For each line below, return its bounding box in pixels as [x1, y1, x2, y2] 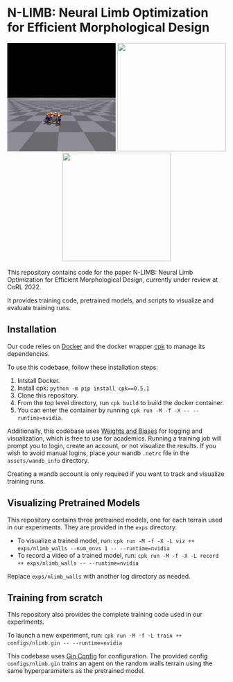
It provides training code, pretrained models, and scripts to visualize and [7, 296, 214, 305]
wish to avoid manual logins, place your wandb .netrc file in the [7, 449, 189, 457]
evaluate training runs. [7, 303, 71, 312]
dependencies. [7, 349, 50, 358]
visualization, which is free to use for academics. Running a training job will [7, 434, 222, 442]
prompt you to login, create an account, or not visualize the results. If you [7, 441, 216, 450]
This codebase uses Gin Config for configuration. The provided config [7, 652, 208, 660]
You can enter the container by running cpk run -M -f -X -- [17, 406, 190, 414]
